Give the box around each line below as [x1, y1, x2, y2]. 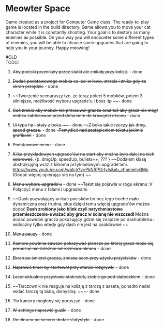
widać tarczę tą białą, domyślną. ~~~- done [12, 288, 100, 294]
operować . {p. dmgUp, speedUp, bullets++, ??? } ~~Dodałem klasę [12, 156, 147, 162]
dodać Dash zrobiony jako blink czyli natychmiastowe [12, 206, 123, 212]
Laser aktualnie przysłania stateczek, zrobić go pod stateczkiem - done [12, 274, 155, 279]
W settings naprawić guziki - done [12, 307, 81, 313]
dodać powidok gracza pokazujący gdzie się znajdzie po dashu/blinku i [12, 216, 155, 222]
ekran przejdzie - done [12, 83, 59, 89]
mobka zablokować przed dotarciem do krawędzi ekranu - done [12, 112, 141, 118]
